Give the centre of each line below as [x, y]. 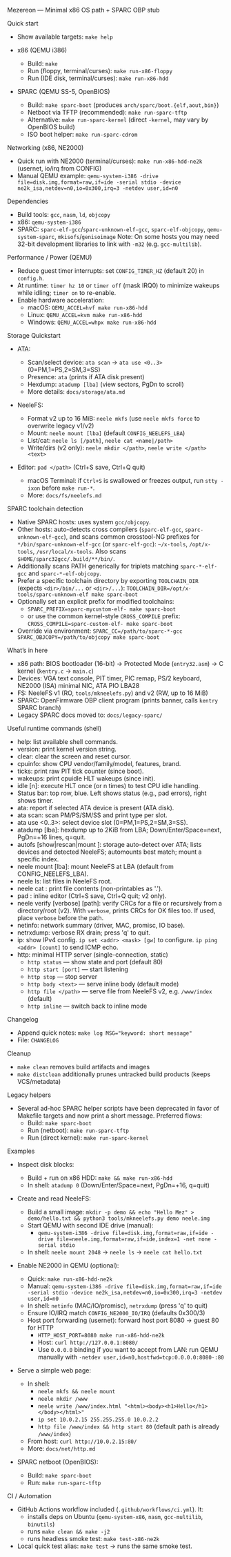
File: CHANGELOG [38, 1040]
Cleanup [19, 1053]
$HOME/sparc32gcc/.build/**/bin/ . [66, 558]
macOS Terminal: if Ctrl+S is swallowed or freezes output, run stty [122, 480]
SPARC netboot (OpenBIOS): [58, 1462]
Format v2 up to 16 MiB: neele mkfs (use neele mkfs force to [113, 418]
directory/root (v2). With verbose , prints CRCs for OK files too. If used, [116, 910]
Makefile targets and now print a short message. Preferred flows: [110, 1116]
